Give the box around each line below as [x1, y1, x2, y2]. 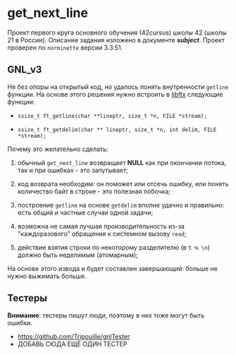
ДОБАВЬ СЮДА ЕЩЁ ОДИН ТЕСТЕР [17, 339, 128, 348]
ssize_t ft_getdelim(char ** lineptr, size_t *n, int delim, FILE [17, 126, 217, 133]
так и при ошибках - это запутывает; [17, 166, 128, 174]
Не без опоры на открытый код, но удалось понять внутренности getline [7, 83, 229, 91]
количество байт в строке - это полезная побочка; [17, 187, 171, 195]
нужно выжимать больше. [7, 272, 87, 280]
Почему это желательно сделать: [7, 145, 108, 153]
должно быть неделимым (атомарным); [17, 251, 139, 259]
